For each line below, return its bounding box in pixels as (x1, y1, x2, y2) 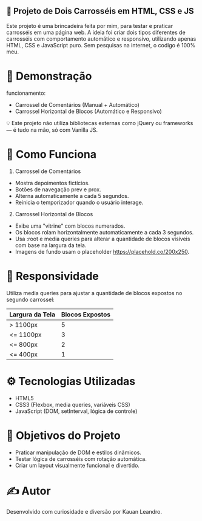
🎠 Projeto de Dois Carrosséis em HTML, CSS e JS (6, 6, 194, 16)
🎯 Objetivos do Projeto (6, 429, 121, 442)
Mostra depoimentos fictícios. (15, 179, 90, 186)
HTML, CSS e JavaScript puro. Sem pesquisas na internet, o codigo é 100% (6, 41, 196, 49)
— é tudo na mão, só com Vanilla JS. (6, 126, 98, 134)
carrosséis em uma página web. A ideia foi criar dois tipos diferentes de (6, 29, 186, 36)
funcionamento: (6, 89, 46, 97)
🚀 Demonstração (6, 69, 92, 83)
